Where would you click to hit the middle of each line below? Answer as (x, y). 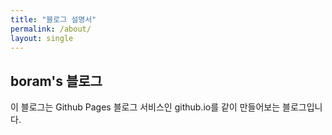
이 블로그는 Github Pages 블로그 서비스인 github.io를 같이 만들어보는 (145, 107)
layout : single (42, 38)
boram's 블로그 (56, 81)
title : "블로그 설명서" (53, 19)
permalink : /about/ (51, 29)
